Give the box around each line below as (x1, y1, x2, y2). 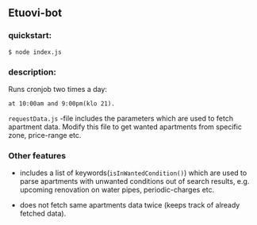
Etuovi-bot (8, 6, 62, 20)
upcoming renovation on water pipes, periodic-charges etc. (19, 185, 215, 195)
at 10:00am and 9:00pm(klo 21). (8, 99, 115, 108)
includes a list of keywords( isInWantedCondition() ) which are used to (19, 168, 247, 177)
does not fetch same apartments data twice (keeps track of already (19, 200, 240, 210)
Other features (8, 150, 67, 161)
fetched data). (19, 209, 67, 219)
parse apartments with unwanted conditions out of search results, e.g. (19, 177, 250, 186)
